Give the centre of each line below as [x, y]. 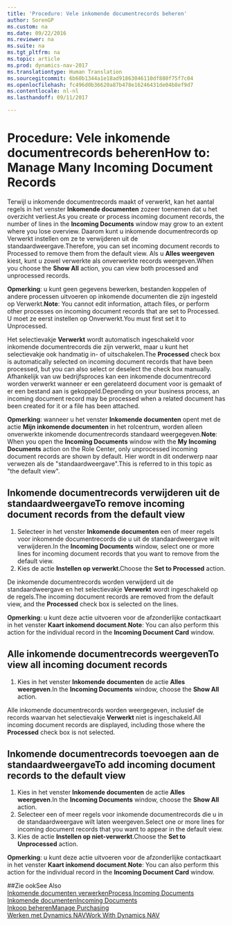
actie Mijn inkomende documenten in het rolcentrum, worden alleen [105, 427]
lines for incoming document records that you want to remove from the [118, 553]
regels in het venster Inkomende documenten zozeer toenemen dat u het [113, 209]
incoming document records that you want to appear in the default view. [120, 829]
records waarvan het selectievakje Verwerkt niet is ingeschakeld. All [104, 717]
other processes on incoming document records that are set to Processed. [114, 311]
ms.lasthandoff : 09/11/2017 [48, 98]
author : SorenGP [30, 20]
